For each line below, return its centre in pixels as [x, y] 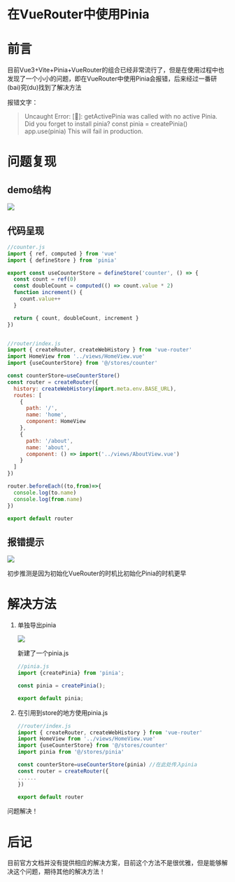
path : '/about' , [49, 441]
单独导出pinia [37, 625]
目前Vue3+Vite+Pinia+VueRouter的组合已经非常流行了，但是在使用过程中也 [116, 70]
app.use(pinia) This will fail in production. [84, 131]
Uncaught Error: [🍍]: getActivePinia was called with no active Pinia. [121, 116]
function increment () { [48, 293]
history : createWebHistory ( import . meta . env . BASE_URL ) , [95, 389]
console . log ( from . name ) [48, 499]
